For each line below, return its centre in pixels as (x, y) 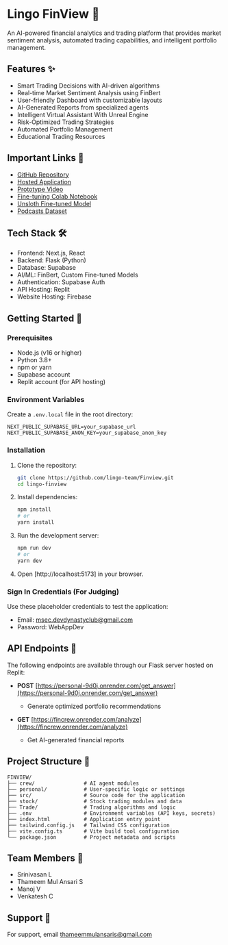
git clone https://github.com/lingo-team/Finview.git (95, 478)
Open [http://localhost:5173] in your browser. (80, 574)
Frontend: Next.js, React (51, 253)
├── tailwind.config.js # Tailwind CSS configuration (88, 825)
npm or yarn (34, 367)
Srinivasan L (35, 874)
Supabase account (43, 375)
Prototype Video (40, 189)
